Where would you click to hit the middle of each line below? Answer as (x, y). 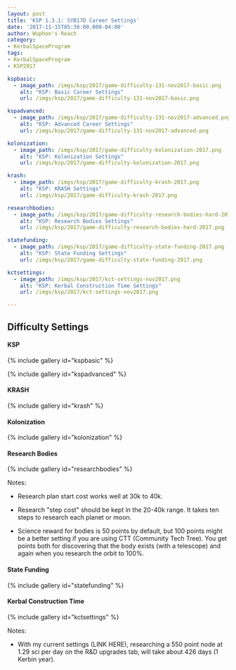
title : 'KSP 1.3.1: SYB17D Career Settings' (73, 20)
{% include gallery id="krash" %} (55, 406)
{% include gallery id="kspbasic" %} (60, 360)
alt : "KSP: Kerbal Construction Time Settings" (91, 285)
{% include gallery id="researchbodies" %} (70, 469)
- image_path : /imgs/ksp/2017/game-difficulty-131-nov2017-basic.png (117, 85)
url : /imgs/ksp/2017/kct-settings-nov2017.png (89, 292)
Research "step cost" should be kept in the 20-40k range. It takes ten (118, 510)
